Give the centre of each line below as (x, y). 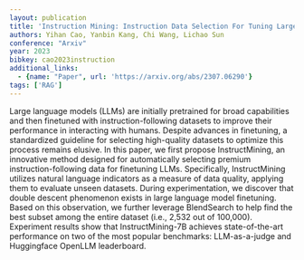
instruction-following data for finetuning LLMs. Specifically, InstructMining (147, 169)
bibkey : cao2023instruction (62, 60)
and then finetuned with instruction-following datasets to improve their (141, 120)
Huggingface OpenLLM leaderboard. (78, 246)
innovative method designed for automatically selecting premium (130, 159)
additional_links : (44, 69)
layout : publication (48, 18)
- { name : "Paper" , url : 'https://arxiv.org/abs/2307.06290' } (135, 77)
